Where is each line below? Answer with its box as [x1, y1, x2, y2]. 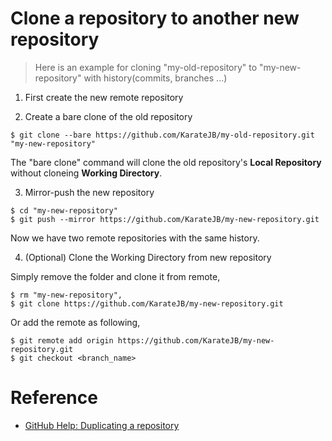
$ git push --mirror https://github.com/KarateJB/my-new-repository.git [10, 214, 320, 224]
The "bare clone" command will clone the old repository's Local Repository [10, 156, 322, 168]
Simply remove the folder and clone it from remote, [10, 270, 221, 282]
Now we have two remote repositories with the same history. [10, 232, 260, 244]
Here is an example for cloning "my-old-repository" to [34, 61, 258, 73]
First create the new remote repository [24, 91, 184, 103]
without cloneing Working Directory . [10, 167, 163, 179]
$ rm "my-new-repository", [10, 290, 123, 300]
